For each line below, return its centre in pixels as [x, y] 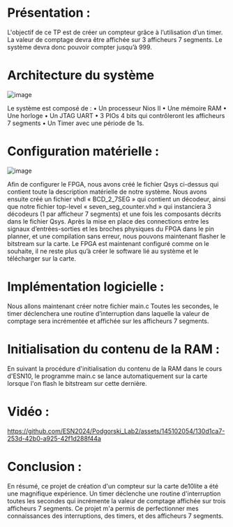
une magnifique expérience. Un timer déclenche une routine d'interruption [114, 493]
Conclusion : [45, 467]
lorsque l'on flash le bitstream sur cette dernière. [77, 383]
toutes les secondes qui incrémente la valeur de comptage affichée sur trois [116, 500]
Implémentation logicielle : [86, 287]
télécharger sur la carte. [42, 258]
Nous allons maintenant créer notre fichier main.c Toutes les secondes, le [113, 306]
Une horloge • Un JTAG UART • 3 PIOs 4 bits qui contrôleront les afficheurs [116, 115]
